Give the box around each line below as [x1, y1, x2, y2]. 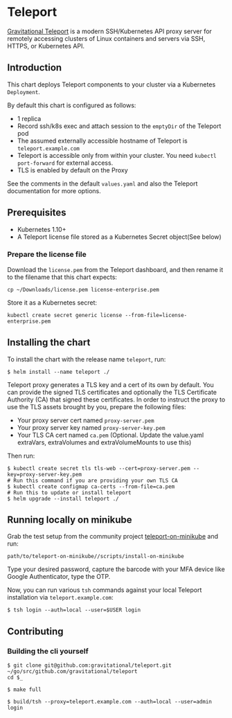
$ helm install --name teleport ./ [7, 368, 110, 375]
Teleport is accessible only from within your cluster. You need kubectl [17, 151, 217, 159]
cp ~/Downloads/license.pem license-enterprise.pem [7, 286, 159, 293]
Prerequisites [7, 207, 66, 219]
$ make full [7, 686, 42, 693]
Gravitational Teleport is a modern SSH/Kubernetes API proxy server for [7, 27, 213, 35]
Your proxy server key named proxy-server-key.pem [17, 423, 166, 431]
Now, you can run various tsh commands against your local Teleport [7, 586, 202, 594]
